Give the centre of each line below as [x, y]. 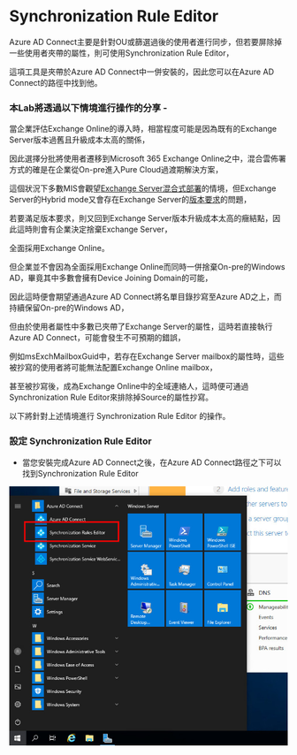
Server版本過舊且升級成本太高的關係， [80, 140]
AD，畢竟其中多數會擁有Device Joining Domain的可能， [111, 278]
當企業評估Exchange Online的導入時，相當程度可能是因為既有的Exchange [143, 129]
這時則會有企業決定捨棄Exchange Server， [94, 229]
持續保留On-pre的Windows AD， [69, 308]
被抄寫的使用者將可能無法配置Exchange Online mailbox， [114, 368]
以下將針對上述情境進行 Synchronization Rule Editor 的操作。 [120, 416]
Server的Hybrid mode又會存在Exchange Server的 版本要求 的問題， [130, 200]
